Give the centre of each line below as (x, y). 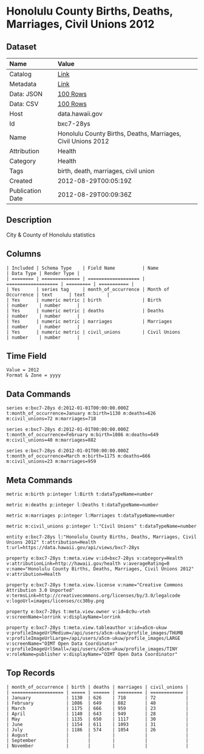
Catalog (21, 74)
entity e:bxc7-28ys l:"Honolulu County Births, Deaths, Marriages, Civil (102, 537)
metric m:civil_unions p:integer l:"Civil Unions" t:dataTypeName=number (102, 526)
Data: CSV (24, 104)
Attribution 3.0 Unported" (40, 591)
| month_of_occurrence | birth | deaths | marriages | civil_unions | (97, 687)
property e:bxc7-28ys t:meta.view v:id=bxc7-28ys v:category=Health (95, 558)
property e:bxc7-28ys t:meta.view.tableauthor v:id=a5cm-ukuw (87, 628)
